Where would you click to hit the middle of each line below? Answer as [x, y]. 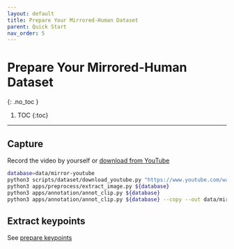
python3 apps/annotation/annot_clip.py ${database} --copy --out [104, 199]
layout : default [31, 14]
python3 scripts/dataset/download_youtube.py [74, 180]
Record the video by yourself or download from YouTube [88, 160]
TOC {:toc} [33, 115]
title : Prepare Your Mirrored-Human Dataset [73, 20]
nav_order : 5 [26, 33]
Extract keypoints [46, 221]
